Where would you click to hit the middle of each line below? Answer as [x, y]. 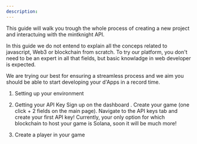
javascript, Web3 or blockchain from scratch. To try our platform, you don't [97, 52]
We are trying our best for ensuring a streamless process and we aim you [95, 76]
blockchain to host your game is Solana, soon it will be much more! [96, 123]
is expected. [21, 64]
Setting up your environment [49, 93]
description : [22, 11]
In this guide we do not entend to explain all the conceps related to [87, 46]
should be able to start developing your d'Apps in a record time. [83, 82]
